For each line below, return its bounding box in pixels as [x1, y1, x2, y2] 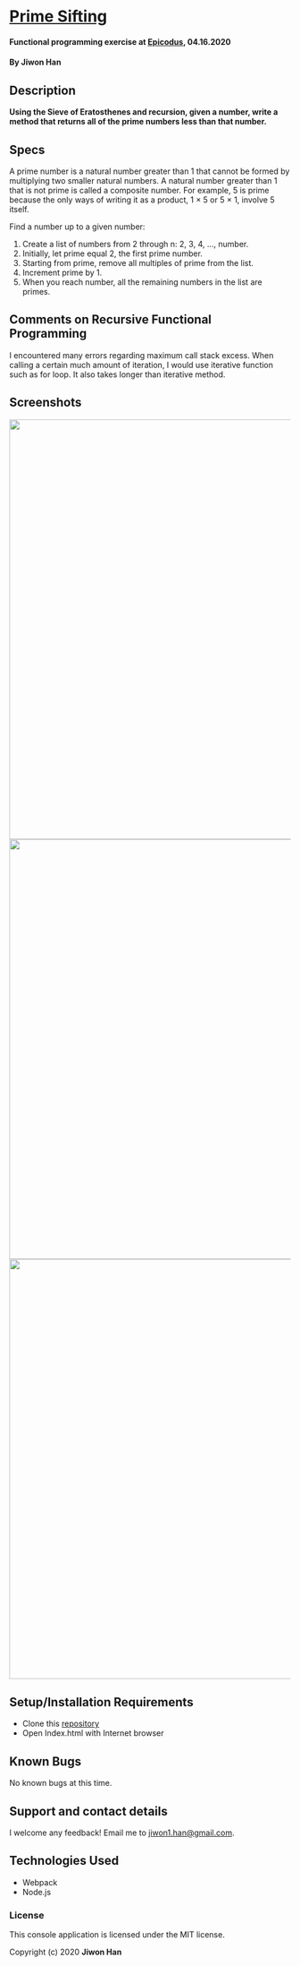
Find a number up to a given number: [9, 221, 146, 232]
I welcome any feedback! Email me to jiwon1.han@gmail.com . [9, 1827, 235, 1838]
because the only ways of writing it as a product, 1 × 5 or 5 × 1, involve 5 [9, 194, 275, 205]
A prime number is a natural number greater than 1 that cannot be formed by [9, 166, 290, 176]
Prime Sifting [9, 6, 108, 27]
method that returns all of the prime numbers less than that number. [9, 116, 267, 127]
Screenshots [9, 395, 82, 410]
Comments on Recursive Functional [9, 312, 212, 328]
